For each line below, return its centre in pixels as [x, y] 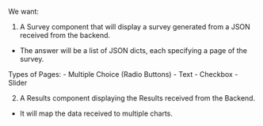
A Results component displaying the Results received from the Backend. [137, 98]
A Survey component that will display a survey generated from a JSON [135, 27]
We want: [24, 11]
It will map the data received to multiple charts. [96, 113]
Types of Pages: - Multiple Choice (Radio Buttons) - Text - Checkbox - [123, 74]
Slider [18, 83]
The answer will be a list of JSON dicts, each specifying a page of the [133, 50]
